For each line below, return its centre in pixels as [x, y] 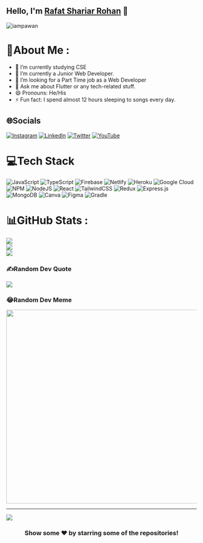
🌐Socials [24, 121]
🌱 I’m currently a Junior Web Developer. [65, 73]
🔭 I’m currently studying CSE [50, 67]
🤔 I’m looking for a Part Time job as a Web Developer [81, 80]
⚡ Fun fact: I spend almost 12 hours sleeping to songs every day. [95, 99]
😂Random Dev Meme [39, 300]
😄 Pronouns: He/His [40, 93]
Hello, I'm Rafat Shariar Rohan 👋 [67, 11]
